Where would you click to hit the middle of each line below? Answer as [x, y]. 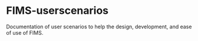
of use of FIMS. [25, 32]
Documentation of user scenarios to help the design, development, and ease [99, 27]
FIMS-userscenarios [57, 11]
